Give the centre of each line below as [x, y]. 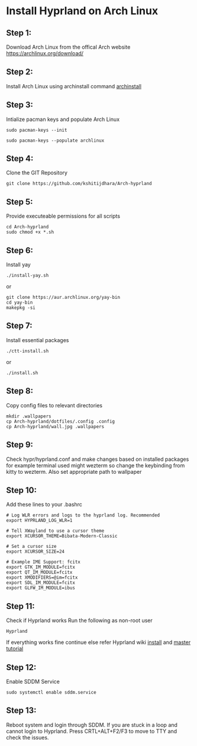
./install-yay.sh [28, 276]
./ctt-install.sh [28, 351]
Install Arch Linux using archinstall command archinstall [74, 86]
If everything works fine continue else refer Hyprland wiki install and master [98, 642]
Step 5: [20, 202]
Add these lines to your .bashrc [44, 505]
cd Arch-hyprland [28, 227]
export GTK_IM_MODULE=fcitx [41, 568]
